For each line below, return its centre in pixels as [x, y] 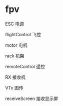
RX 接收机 [15, 77]
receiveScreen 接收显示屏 [32, 98]
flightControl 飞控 [23, 34]
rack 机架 [15, 56]
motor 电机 [16, 45]
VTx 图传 [14, 88]
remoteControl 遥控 [25, 66]
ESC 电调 [14, 24]
